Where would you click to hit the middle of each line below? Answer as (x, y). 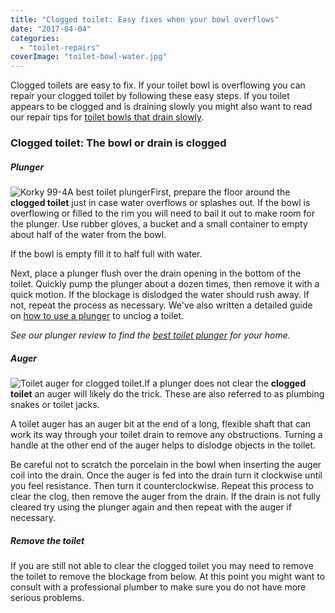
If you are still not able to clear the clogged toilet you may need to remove (162, 565)
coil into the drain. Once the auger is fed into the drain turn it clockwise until (166, 475)
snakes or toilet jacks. (55, 404)
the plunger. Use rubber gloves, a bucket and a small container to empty (159, 224)
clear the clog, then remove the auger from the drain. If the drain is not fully (165, 496)
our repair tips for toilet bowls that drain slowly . (107, 117)
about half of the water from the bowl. (88, 235)
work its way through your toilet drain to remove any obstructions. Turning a (166, 434)
